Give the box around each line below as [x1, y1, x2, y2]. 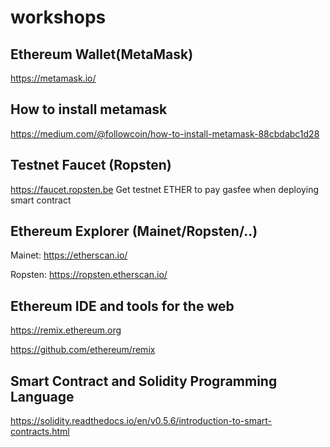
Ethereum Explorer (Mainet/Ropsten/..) [10, 223, 258, 240]
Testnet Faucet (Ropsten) [10, 157, 172, 174]
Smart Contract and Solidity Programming [10, 372, 278, 390]
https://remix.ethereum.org [10, 324, 122, 336]
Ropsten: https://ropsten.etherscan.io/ [10, 269, 168, 281]
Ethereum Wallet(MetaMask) [10, 46, 194, 63]
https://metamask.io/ [10, 72, 97, 84]
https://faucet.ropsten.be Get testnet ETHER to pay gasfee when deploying [10, 183, 320, 195]
